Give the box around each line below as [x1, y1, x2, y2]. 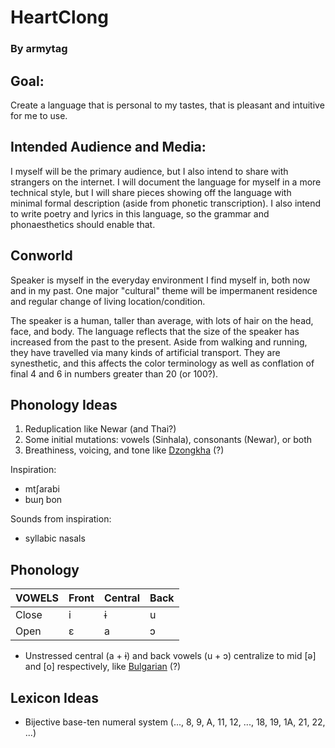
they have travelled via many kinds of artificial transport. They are [10, 346, 281, 358]
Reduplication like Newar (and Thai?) [24, 423, 177, 435]
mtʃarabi [24, 483, 60, 495]
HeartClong [10, 6, 109, 29]
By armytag [10, 42, 68, 56]
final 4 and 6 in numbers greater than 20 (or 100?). [10, 367, 219, 380]
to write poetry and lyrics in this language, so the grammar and [10, 207, 270, 220]
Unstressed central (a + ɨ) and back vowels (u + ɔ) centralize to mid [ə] [24, 650, 317, 662]
